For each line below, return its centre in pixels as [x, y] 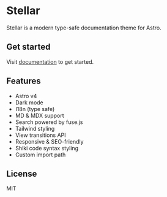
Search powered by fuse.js [49, 122]
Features [24, 81]
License [22, 173]
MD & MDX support [39, 115]
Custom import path [40, 155]
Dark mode [29, 102]
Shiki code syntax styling [46, 148]
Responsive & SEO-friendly [49, 141]
